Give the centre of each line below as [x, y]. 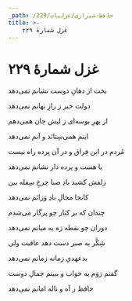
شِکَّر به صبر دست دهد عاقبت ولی [57, 243]
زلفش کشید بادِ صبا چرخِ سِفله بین [57, 182]
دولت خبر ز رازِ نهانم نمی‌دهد [49, 106]
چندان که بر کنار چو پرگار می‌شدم [57, 212]
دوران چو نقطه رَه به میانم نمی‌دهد [58, 228]
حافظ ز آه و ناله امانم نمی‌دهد [51, 288]
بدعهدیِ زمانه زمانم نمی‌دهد [48, 258]
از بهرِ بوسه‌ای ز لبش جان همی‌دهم [58, 121]
